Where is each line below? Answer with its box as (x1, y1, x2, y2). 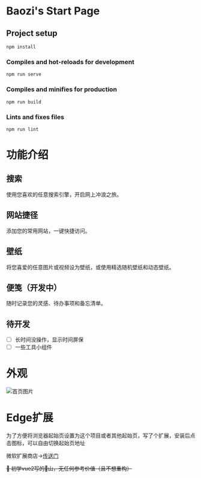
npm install (6, 44, 36, 50)
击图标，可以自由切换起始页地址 (6, 440, 85, 447)
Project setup (6, 28, 58, 38)
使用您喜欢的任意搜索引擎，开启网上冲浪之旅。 (6, 191, 122, 198)
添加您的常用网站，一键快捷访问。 (6, 227, 91, 235)
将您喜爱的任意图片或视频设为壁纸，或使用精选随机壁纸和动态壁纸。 (6, 263, 175, 270)
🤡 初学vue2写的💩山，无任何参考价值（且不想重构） (6, 465, 133, 472)
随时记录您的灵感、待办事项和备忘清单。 (6, 300, 106, 307)
